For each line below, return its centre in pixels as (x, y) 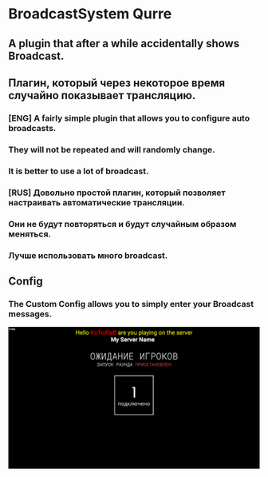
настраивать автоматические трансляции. (97, 202)
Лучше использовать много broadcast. (88, 255)
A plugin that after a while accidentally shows (124, 44)
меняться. (30, 234)
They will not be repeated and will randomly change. (112, 149)
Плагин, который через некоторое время (117, 83)
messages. (30, 314)
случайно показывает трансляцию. (102, 95)
